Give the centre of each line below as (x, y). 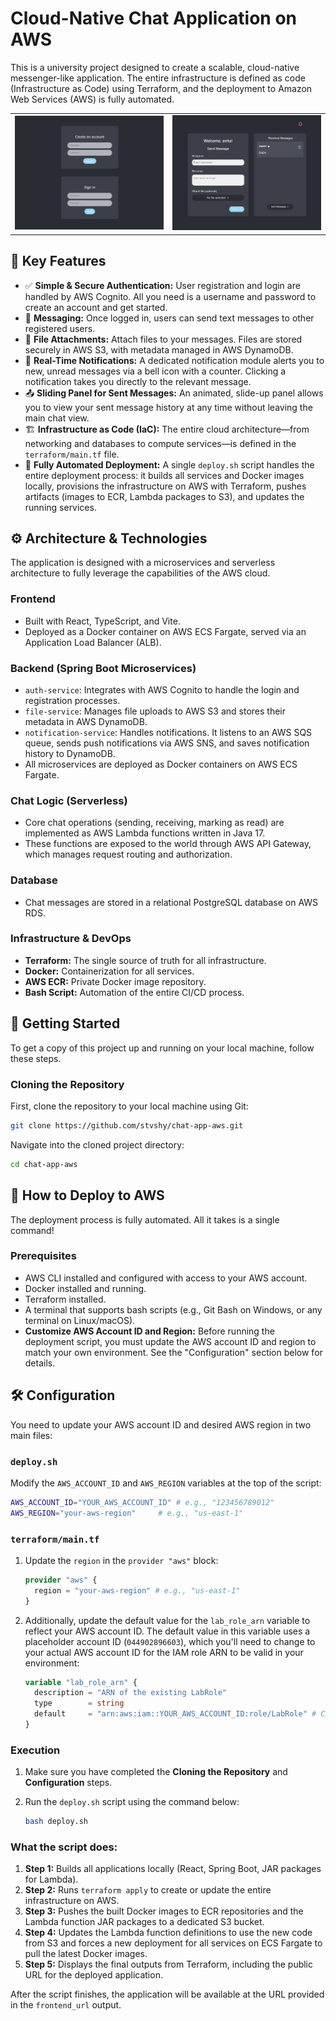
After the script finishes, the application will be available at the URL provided (167, 1994)
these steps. (36, 1058)
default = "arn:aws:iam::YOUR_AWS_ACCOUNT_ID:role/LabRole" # (175, 1714)
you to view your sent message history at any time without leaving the (168, 407)
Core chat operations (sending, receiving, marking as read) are (154, 823)
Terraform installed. (65, 1299)
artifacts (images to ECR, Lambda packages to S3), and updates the (164, 496)
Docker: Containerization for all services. (109, 971)
